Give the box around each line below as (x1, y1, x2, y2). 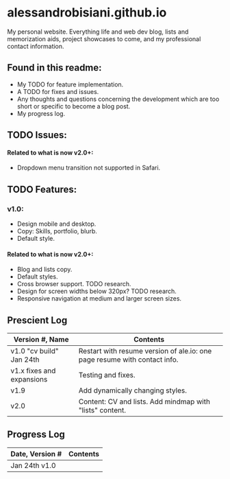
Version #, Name (13, 335, 69, 344)
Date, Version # (10, 449, 62, 458)
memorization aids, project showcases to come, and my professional (7, 34, 201, 43)
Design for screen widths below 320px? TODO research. (16, 287, 177, 296)
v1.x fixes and (10, 366, 56, 375)
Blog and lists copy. (16, 266, 73, 274)
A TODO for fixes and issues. (16, 87, 99, 95)
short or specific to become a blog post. (16, 102, 131, 110)
